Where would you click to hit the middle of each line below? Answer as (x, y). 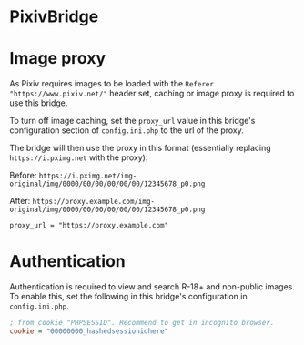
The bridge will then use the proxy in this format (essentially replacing (140, 148)
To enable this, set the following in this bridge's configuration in (128, 297)
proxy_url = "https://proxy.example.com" (89, 226)
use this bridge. (39, 103)
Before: (23, 176)
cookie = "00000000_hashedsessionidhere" (89, 331)
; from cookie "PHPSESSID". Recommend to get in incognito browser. (142, 323)
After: (20, 201)
